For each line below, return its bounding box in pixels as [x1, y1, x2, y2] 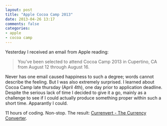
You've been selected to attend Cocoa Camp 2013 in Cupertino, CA [17, 58, 157, 64]
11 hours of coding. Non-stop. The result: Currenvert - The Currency [5, 109, 147, 115]
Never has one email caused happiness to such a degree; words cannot [5, 73, 154, 79]
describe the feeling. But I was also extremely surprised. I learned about [5, 78, 154, 85]
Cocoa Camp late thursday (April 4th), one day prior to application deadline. [5, 84, 162, 90]
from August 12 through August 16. [17, 63, 90, 70]
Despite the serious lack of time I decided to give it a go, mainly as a [5, 89, 147, 95]
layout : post [5, 7, 33, 12]
